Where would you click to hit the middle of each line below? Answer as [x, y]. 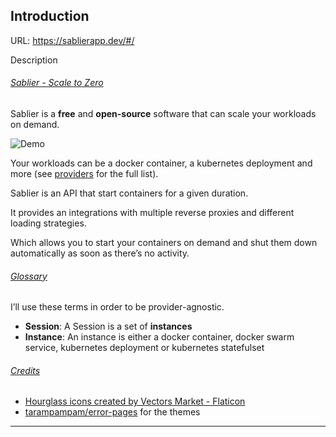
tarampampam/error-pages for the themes [112, 412]
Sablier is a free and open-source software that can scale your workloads [163, 114]
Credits [25, 370]
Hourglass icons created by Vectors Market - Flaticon [135, 401]
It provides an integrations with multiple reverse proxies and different [152, 213]
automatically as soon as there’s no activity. [100, 253]
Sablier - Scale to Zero [57, 83]
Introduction [50, 16]
